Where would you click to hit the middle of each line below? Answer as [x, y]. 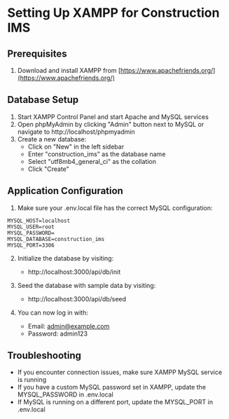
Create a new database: [52, 139]
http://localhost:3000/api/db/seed [77, 298]
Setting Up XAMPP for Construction [113, 13]
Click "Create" [49, 169]
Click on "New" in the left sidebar [76, 146]
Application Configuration [65, 191]
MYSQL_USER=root [31, 227]
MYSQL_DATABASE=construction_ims [56, 239]
